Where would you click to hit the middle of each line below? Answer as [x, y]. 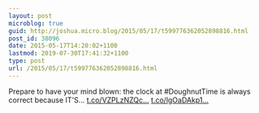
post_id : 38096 [34, 38]
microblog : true [36, 23]
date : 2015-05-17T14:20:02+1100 [63, 46]
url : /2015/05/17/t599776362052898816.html [83, 69]
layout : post [30, 16]
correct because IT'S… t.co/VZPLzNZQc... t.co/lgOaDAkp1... [109, 100]
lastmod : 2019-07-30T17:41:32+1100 [69, 53]
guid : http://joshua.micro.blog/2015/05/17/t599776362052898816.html [129, 31]
